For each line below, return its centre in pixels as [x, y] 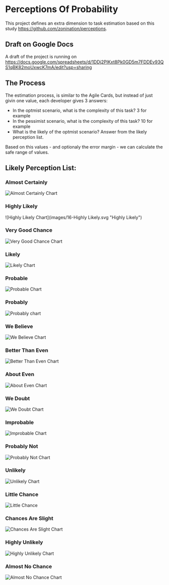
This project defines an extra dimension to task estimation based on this [80, 23]
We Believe [19, 326]
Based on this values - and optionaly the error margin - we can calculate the [84, 147]
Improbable [20, 422]
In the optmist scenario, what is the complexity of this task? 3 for [79, 110]
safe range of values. [27, 152]
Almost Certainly [26, 182]
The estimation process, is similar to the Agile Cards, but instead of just [79, 95]
